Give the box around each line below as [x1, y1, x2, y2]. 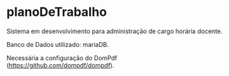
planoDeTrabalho [6, 4, 107, 20]
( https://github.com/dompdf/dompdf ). [6, 61, 115, 69]
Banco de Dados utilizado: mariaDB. [6, 40, 109, 48]
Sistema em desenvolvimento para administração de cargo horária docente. [6, 27, 223, 35]
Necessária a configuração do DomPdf [6, 53, 118, 62]
